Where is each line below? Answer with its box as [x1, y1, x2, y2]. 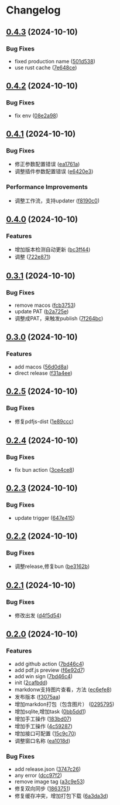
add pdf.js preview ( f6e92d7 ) [14, 667, 85, 674]
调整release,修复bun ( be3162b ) [14, 563, 90, 570]
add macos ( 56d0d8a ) [14, 363, 69, 370]
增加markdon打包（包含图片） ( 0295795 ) [14, 701, 115, 708]
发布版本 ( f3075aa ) [14, 693, 61, 700]
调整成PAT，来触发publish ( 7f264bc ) [14, 314, 104, 322]
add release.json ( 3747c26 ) [14, 766, 81, 773]
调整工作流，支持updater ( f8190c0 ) [14, 197, 100, 204]
